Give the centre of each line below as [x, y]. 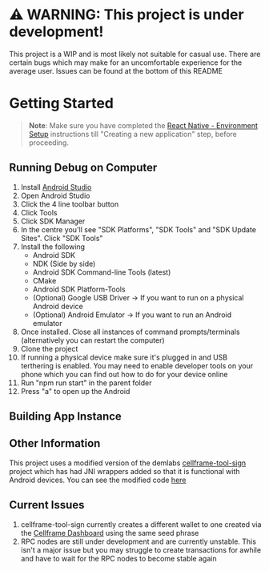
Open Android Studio [55, 195]
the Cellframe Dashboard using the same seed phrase [110, 533]
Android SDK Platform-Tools [79, 289]
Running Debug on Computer [83, 168]
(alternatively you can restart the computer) [92, 340]
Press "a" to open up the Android [75, 391]
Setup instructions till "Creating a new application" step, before [132, 134]
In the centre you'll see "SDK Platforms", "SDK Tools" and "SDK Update [139, 229]
